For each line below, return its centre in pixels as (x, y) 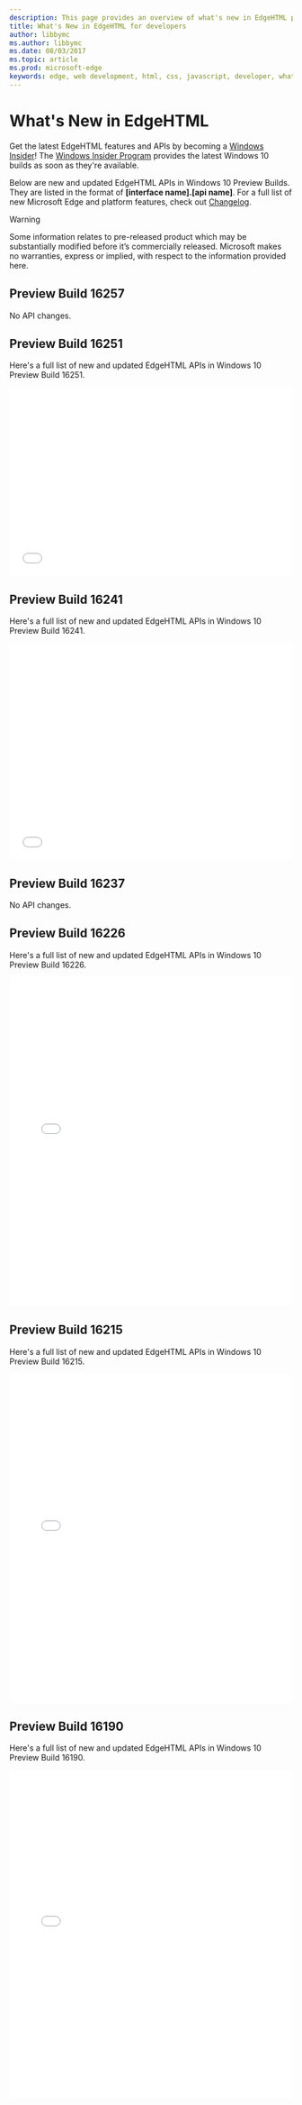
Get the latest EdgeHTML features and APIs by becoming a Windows (137, 146)
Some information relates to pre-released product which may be (128, 236)
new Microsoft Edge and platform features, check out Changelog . (130, 201)
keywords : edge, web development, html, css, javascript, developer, (142, 77)
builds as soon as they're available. (74, 165)
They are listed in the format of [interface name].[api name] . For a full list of (151, 192)
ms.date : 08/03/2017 (48, 51)
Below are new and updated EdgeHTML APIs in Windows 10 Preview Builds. (150, 182)
